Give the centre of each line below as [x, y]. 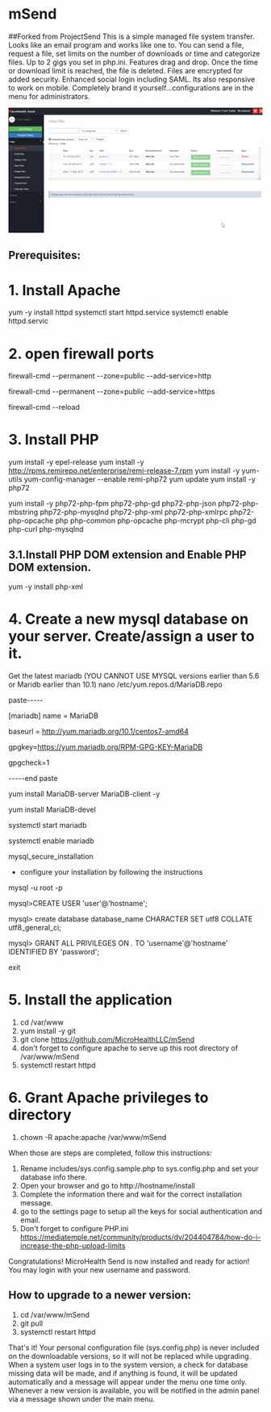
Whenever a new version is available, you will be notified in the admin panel [134, 1390]
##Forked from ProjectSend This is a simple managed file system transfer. [132, 36]
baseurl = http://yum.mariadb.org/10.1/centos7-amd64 [99, 731]
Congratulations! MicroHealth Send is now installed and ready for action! [129, 1261]
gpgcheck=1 [29, 762]
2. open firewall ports [81, 354]
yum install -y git [48, 1030]
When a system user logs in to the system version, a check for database [128, 1364]
